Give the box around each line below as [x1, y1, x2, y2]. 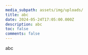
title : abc [5, 12, 29, 17]
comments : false [5, 31, 40, 36]
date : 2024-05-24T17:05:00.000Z [5, 17, 74, 22]
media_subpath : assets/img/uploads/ [5, 7, 83, 13]
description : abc [5, 21, 42, 27]
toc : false [5, 26, 29, 32]
